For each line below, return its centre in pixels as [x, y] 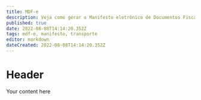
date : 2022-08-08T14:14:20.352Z [46, 28]
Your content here [28, 91]
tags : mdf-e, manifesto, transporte [52, 34]
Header [25, 75]
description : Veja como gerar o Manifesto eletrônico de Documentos [93, 17]
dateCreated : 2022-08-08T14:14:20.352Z [56, 46]
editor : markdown [28, 40]
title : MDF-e [22, 12]
